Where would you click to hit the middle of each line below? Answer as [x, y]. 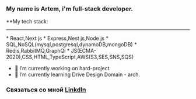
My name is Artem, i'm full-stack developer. [69, 9]
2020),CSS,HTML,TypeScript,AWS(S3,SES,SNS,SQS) [70, 57]
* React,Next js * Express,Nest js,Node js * [57, 38]
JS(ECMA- [83, 51]
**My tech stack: [27, 22]
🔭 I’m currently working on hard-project [62, 69]
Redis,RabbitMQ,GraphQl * [38, 51]
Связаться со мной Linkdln [46, 90]
